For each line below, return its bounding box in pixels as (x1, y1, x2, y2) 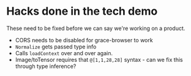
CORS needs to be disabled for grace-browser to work (15, 36, 153, 44)
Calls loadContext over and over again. (15, 49, 113, 56)
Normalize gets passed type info (15, 43, 97, 50)
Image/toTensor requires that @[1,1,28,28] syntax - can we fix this (15, 56, 183, 63)
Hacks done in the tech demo (6, 4, 158, 18)
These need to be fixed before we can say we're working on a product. (6, 25, 185, 32)
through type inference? (15, 63, 77, 70)
